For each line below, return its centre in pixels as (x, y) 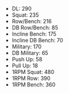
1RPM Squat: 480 (33, 72)
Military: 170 (26, 46)
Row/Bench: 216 (32, 21)
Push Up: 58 (27, 59)
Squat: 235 (25, 15)
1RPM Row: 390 (31, 78)
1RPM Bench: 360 (34, 85)
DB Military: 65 (30, 53)
